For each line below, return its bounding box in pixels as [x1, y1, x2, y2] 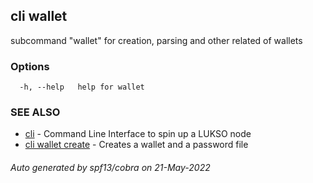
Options [10, 59, 50, 73]
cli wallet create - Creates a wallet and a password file [24, 139, 249, 151]
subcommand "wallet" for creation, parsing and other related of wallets [10, 34, 303, 46]
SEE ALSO [10, 105, 61, 119]
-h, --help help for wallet [19, 82, 145, 93]
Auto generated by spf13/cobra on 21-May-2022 [10, 162, 211, 173]
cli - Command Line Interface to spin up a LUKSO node [24, 128, 252, 140]
